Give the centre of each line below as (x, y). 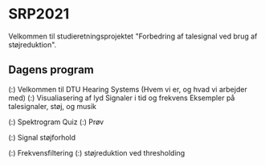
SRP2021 (39, 14)
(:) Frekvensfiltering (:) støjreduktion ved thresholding (97, 152)
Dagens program (51, 70)
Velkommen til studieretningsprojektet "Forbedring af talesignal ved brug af (133, 36)
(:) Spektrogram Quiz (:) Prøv (56, 122)
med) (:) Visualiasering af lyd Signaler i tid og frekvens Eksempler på (122, 98)
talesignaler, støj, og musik (52, 106)
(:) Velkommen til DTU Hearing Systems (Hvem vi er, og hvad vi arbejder (128, 89)
